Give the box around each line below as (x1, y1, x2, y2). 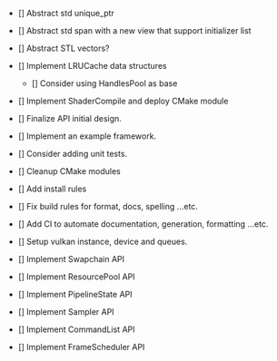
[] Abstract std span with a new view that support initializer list (17, 25, 252, 35)
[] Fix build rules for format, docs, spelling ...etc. (17, 201, 198, 211)
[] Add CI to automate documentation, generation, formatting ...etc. (17, 219, 269, 229)
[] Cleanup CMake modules (17, 166, 121, 176)
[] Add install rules (17, 183, 87, 194)
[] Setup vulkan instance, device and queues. (17, 236, 188, 247)
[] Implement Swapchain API (17, 254, 125, 264)
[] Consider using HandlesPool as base (31, 78, 178, 89)
